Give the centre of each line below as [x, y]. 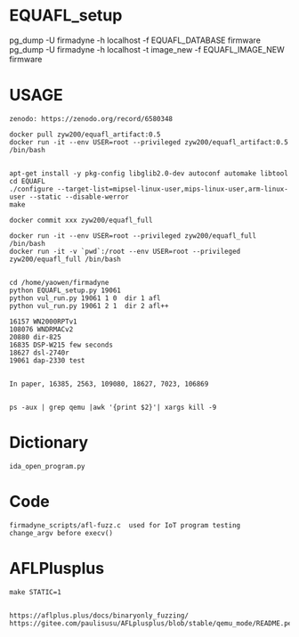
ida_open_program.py [48, 466]
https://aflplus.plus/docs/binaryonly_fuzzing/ [99, 616]
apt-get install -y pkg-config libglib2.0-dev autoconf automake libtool [149, 173]
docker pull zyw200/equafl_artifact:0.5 [85, 135]
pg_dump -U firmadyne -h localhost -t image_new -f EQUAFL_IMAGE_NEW [147, 49]
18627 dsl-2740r [39, 353]
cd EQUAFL [28, 181]
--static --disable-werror [79, 197]
